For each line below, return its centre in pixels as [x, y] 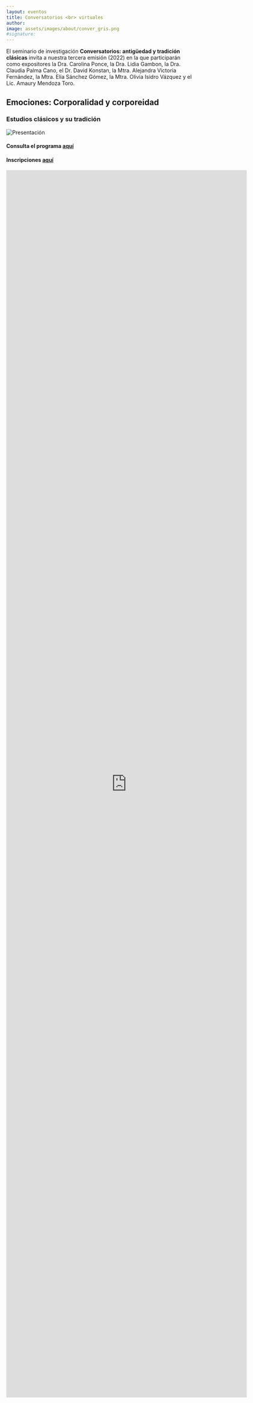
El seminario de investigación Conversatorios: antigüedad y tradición [93, 51]
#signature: [21, 34]
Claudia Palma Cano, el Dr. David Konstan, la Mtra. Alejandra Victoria [91, 70]
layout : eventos [26, 12]
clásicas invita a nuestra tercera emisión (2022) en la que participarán [93, 58]
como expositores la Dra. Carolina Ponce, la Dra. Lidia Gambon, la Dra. [93, 64]
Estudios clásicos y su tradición [53, 119]
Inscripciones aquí [30, 160]
